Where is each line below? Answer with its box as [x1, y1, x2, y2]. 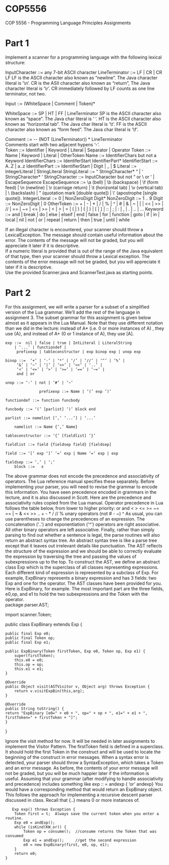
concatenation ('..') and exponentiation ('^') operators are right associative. [5, 521, 160, 527]
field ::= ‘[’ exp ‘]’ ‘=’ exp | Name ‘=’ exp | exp [5, 450, 119, 456]
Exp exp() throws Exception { [12, 806, 76, 812]
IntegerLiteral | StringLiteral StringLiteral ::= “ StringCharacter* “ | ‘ [5, 168, 143, 174]
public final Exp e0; [5, 631, 51, 636]
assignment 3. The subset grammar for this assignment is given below [5, 314, 151, 321]
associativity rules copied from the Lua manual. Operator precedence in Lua [5, 499, 163, 505]
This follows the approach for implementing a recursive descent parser [5, 791, 153, 798]
